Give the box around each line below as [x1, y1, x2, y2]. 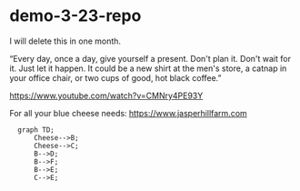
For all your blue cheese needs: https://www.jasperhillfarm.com [9, 107, 247, 118]
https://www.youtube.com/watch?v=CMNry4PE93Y [9, 90, 204, 101]
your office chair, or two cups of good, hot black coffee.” [9, 72, 222, 83]
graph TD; [17, 125, 55, 135]
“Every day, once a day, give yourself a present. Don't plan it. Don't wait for [9, 53, 291, 64]
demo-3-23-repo [9, 5, 142, 26]
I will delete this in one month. [9, 35, 121, 46]
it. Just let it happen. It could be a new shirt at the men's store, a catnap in [9, 63, 287, 74]
